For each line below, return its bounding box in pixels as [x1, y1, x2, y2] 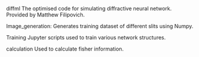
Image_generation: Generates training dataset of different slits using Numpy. [6, 23, 194, 29]
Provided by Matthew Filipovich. [6, 11, 85, 18]
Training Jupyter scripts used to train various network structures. [6, 34, 166, 41]
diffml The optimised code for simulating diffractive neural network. [6, 5, 172, 12]
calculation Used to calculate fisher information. [6, 45, 124, 52]
